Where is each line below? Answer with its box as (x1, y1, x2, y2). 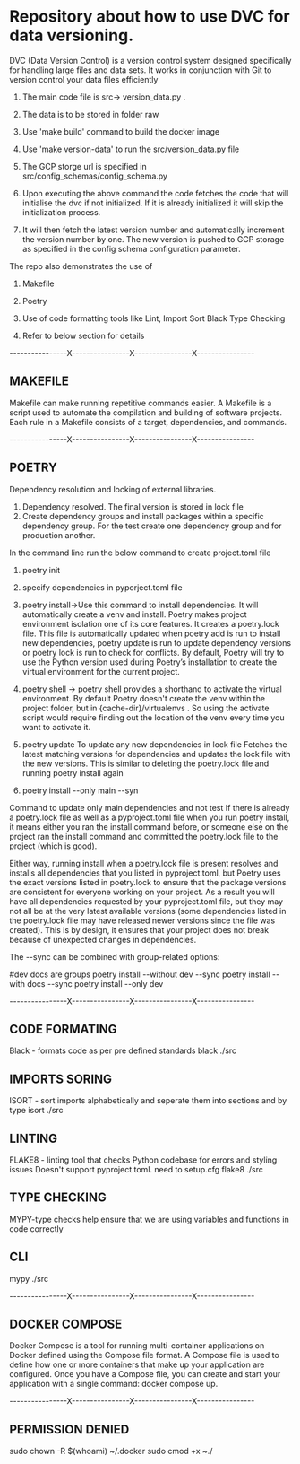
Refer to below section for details (21, 330, 145, 341)
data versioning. (9, 25, 134, 46)
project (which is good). (9, 841, 98, 851)
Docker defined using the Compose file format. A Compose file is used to (9, 1350, 279, 1361)
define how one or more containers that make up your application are (9, 1359, 265, 1370)
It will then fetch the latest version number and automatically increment (21, 224, 285, 235)
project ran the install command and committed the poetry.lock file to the (9, 831, 279, 841)
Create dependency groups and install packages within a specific (21, 510, 264, 521)
